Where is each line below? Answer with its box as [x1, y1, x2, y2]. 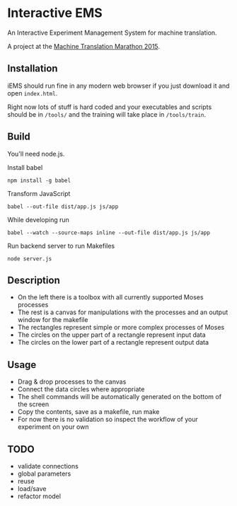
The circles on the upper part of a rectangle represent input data [17, 330, 207, 339]
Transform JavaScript [7, 189, 71, 197]
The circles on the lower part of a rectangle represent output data [17, 338, 209, 347]
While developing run [7, 215, 69, 224]
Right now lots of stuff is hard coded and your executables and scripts [7, 103, 212, 111]
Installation [7, 62, 58, 75]
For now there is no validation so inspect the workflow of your [17, 415, 198, 424]
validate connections [17, 462, 79, 470]
